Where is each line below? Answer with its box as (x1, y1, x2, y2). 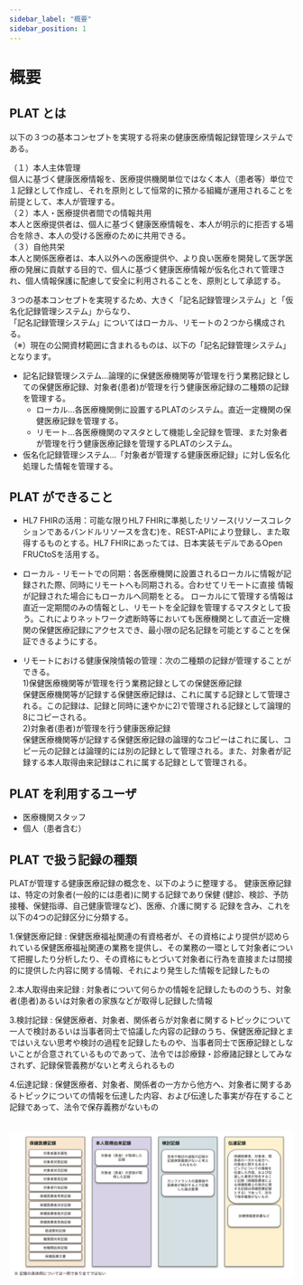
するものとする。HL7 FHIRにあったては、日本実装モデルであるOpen (30, 538, 283, 549)
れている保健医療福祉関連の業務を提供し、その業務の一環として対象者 (9, 941, 271, 953)
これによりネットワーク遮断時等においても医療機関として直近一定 (37, 613, 282, 624)
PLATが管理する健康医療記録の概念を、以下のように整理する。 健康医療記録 (9, 877, 292, 888)
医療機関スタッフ (22, 812, 87, 823)
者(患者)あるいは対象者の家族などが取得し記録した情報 (9, 995, 214, 1006)
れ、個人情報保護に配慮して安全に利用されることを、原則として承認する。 (9, 275, 286, 286)
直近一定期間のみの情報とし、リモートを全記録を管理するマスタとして (22, 602, 283, 613)
